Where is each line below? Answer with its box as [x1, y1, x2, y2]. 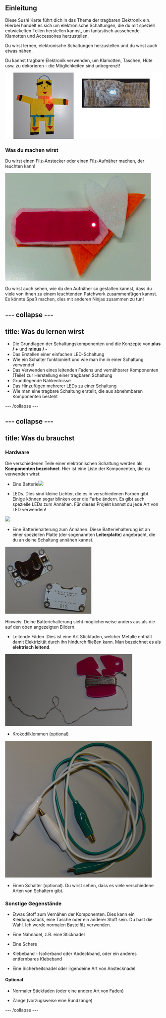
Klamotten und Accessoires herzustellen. [5, 33, 89, 39]
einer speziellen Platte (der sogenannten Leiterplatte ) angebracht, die [12, 532, 156, 538]
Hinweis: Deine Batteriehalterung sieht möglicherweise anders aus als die [5, 618, 155, 624]
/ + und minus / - [12, 346, 48, 352]
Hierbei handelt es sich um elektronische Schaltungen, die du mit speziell [5, 22, 155, 28]
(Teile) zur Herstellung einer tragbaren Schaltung [12, 372, 112, 378]
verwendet [12, 361, 35, 367]
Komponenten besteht [12, 393, 58, 399]
